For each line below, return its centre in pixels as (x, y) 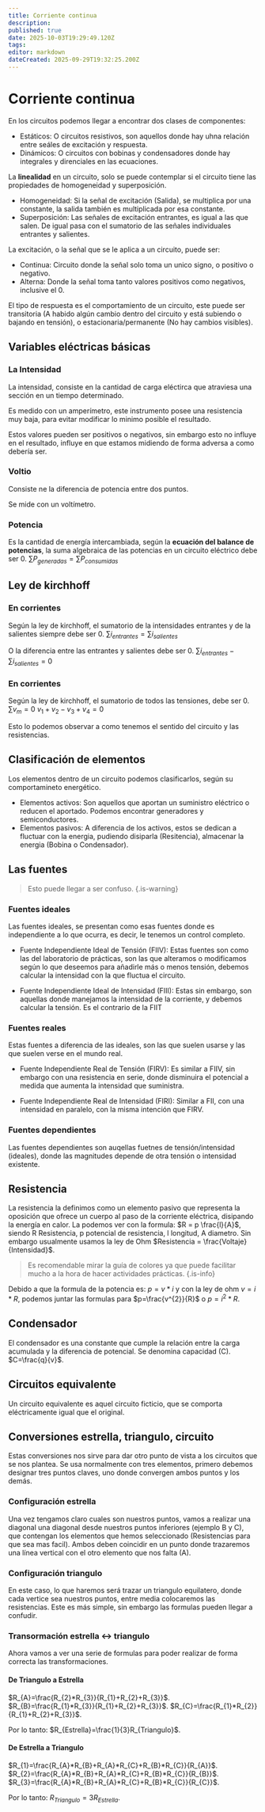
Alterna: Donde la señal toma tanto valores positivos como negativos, (132, 281)
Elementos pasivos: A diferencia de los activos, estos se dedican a (128, 827)
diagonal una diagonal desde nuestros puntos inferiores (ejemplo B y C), (126, 1527)
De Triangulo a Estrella (46, 1680)
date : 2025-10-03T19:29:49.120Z (61, 38)
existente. (24, 1164)
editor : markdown (37, 52)
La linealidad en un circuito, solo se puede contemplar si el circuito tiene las (132, 177)
